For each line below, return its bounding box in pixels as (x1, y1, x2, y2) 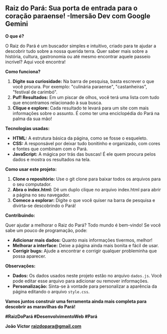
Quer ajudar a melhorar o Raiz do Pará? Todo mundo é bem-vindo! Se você (5, 222, 161, 228)
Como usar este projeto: (5, 166, 57, 172)
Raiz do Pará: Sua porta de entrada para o (5, 4, 138, 13)
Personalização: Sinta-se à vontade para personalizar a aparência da (12, 283, 157, 289)
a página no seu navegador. (12, 192, 70, 198)
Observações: (5, 263, 36, 269)
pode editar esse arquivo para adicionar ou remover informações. (12, 278, 149, 284)
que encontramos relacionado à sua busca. (12, 99, 103, 105)
